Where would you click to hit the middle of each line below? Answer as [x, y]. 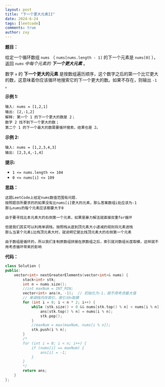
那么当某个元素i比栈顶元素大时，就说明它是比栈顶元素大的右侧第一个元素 [68, 232]
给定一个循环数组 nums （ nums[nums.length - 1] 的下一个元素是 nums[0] [78, 57]
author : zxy [17, 32]
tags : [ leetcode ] [23, 23]
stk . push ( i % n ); [49, 330]
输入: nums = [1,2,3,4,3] [31, 147]
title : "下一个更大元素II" [30, 14]
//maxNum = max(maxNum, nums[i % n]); [71, 325]
